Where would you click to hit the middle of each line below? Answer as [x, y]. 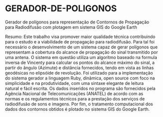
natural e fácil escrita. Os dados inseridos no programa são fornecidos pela [80, 88]
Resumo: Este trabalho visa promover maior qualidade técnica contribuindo [80, 37]
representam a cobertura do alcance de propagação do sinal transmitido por [81, 52]
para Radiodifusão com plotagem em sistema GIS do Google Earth [71, 27]
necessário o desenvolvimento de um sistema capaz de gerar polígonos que [81, 47]
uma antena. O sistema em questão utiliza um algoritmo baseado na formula [81, 57]
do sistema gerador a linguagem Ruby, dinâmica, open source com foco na [80, 78]
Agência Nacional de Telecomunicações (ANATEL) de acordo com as [74, 94]
